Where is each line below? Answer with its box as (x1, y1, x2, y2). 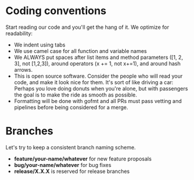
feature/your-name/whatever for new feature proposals (14, 155, 152, 162)
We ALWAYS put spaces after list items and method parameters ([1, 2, (14, 54, 183, 61)
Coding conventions (5, 4, 106, 18)
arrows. (14, 66, 33, 73)
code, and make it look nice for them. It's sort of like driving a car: (14, 78, 174, 86)
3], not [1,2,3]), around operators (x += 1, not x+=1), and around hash (14, 60, 181, 67)
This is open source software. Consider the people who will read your (14, 72, 183, 79)
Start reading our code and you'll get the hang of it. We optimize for (5, 24, 169, 31)
